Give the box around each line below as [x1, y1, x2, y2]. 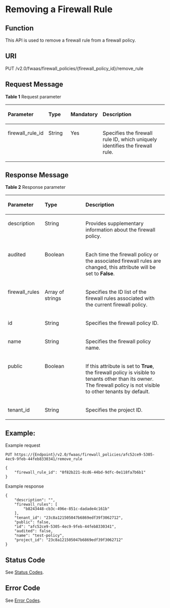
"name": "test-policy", [14, 533, 65, 538]
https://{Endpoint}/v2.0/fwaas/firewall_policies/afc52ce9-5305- [14, 452, 155, 457]
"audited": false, [14, 529, 53, 534]
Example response [5, 483, 44, 489]
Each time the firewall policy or [85, 251, 158, 258]
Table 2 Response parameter [5, 184, 66, 190]
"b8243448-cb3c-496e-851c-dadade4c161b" [23, 506, 110, 512]
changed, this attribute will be [85, 264, 156, 271]
